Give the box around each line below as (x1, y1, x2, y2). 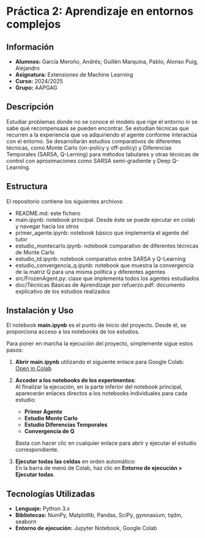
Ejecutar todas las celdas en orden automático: (15, 458, 136, 465)
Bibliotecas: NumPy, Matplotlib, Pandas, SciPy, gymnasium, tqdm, (15, 512, 183, 519)
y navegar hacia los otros (15, 222, 80, 230)
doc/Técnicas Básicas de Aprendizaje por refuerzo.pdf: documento (15, 281, 185, 289)
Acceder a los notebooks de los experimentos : (15, 377, 136, 384)
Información (6, 42, 54, 52)
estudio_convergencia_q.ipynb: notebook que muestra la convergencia (15, 262, 194, 269)
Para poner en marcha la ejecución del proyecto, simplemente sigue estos (6, 340, 193, 347)
